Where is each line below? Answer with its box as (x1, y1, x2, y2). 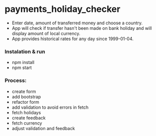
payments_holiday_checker (4, 3, 121, 15)
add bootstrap (11, 93, 41, 100)
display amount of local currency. (11, 30, 80, 36)
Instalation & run (4, 48, 45, 55)
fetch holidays (11, 109, 41, 115)
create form (11, 88, 36, 94)
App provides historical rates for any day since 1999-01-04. (11, 36, 134, 42)
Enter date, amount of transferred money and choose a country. (11, 20, 143, 26)
